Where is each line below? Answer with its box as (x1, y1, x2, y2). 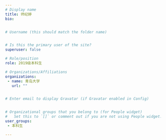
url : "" (11, 83, 28, 88)
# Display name (5, 7, 37, 12)
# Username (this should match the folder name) (5, 29, 107, 34)
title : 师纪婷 (5, 12, 32, 17)
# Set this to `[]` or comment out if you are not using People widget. (5, 114, 163, 119)
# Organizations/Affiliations (5, 69, 68, 74)
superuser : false (5, 47, 41, 52)
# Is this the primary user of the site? (5, 43, 92, 48)
